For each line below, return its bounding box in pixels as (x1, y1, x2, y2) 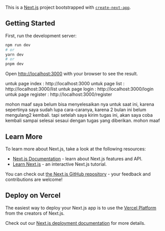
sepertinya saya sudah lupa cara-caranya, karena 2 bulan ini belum (5, 107, 147, 113)
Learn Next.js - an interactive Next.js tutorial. (12, 161, 107, 167)
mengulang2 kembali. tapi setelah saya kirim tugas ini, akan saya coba (5, 112, 153, 118)
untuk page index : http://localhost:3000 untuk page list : (5, 81, 125, 87)
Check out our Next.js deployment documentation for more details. (5, 220, 146, 226)
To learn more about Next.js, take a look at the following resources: (5, 146, 146, 152)
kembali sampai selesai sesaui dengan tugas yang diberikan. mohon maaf (5, 117, 160, 124)
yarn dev (5, 52, 24, 57)
